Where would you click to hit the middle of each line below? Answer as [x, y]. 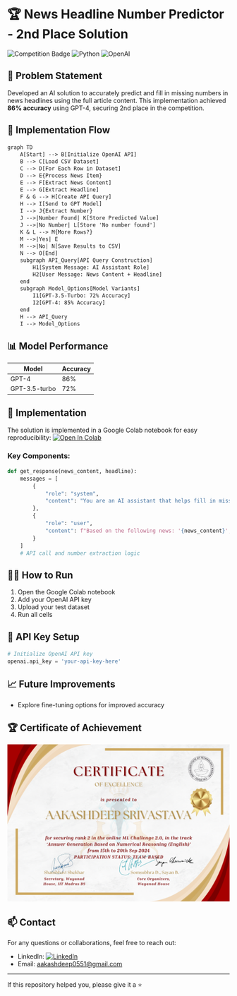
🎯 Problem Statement [55, 76]
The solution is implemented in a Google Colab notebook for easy [102, 430]
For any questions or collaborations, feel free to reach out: [92, 943]
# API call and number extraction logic [80, 553]
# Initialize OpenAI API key [50, 654]
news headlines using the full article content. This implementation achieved [117, 100]
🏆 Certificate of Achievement [75, 728]
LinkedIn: [31, 956]
